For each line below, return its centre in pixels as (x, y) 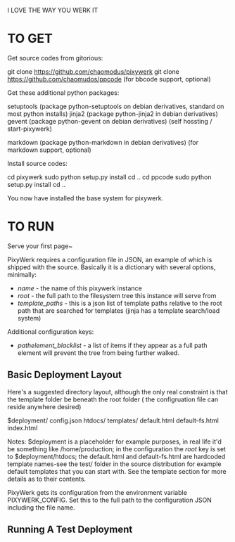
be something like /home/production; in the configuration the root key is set (117, 449)
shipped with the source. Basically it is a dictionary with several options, (112, 267)
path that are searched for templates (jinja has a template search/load (119, 310)
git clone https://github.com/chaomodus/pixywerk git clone (93, 71)
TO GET (30, 39)
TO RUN (31, 227)
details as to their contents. (47, 479)
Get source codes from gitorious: (55, 58)
